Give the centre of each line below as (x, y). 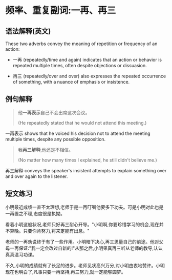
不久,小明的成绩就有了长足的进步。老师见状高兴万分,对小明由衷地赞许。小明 (85, 265)
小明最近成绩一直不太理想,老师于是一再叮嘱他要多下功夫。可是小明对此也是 (84, 207)
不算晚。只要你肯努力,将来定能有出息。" (47, 231)
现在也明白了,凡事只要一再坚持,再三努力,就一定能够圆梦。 (66, 272)
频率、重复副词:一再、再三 (61, 11)
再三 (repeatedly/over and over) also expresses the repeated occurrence (89, 76)
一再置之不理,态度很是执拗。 (35, 213)
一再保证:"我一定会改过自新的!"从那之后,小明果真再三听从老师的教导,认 (84, 248)
